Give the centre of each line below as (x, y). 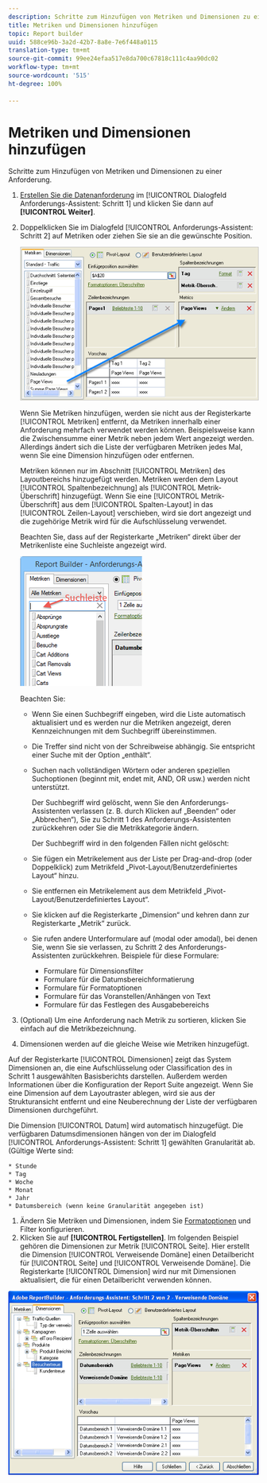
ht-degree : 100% (35, 83)
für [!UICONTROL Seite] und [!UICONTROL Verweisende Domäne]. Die (135, 1263)
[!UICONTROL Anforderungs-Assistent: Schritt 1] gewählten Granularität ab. (132, 1142)
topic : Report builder (46, 33)
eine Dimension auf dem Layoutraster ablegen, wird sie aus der (112, 1094)
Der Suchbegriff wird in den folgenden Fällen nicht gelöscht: (130, 843)
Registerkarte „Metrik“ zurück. (81, 923)
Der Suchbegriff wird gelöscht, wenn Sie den (105, 803)
